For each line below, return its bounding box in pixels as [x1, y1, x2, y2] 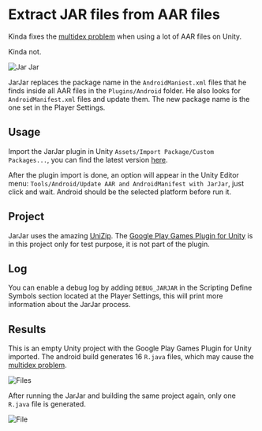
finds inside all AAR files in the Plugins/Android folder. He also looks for [8, 85, 241, 96]
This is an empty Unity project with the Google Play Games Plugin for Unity [8, 343, 253, 353]
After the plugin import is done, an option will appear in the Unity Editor [8, 170, 239, 179]
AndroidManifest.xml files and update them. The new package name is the [8, 94, 250, 103]
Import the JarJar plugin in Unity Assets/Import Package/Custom [8, 146, 215, 156]
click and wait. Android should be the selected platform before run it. [8, 187, 231, 197]
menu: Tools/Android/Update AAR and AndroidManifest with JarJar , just [8, 178, 245, 188]
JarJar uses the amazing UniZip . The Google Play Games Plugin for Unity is [8, 230, 253, 240]
